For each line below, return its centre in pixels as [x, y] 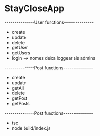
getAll [18, 88]
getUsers [21, 53]
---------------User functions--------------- [49, 22]
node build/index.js [31, 128]
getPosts [21, 103]
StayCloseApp [35, 9]
